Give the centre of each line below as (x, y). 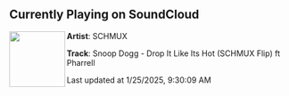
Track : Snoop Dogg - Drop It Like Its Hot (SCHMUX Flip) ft (173, 53)
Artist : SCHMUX (97, 36)
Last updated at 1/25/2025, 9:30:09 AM (139, 80)
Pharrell (81, 62)
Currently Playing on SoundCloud (104, 15)
